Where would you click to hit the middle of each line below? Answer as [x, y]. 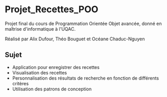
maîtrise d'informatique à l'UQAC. [40, 29]
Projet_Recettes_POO [52, 9]
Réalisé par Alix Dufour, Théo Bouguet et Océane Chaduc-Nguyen [75, 39]
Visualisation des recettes [40, 72]
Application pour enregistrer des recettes [56, 67]
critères [20, 83]
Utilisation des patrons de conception [52, 89]
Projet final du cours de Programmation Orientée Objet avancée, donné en [83, 23]
